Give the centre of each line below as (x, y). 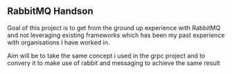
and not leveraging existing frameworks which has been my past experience (116, 35)
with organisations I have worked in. (59, 42)
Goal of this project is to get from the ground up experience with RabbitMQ (114, 27)
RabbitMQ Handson (50, 11)
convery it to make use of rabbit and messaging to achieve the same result (114, 63)
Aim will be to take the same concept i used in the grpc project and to (106, 56)
